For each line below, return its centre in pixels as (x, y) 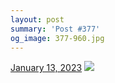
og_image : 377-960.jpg (57, 38)
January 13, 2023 (46, 68)
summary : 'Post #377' (55, 29)
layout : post (37, 19)
